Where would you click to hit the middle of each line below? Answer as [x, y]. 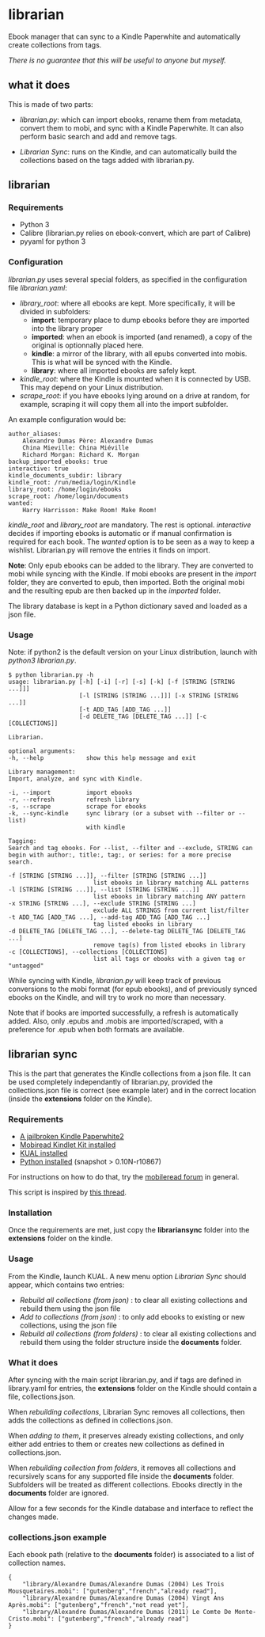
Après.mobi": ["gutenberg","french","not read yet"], [99, 1605]
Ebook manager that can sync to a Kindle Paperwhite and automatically [125, 36]
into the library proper [67, 328]
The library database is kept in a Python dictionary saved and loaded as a [128, 606]
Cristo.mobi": [32, 1619]
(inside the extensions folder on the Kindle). [80, 1099]
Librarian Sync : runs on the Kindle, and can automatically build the [128, 151]
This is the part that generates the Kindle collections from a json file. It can [130, 1073]
